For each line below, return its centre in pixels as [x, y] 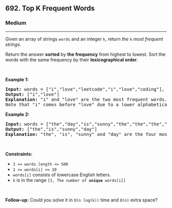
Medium [16, 23]
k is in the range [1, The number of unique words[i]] [69, 180]
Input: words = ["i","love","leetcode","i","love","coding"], [85, 89]
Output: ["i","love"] [33, 94]
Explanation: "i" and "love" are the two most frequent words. [86, 99]
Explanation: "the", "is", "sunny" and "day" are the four [81, 134]
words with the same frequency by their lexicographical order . [72, 60]
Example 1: [17, 79]
